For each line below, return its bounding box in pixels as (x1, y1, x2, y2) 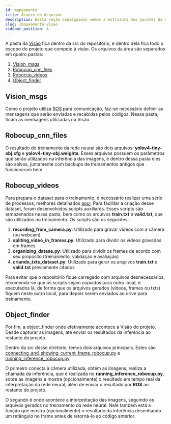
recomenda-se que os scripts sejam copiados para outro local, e (5, 279, 141, 285)
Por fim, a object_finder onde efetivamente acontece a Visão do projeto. (5, 324, 156, 330)
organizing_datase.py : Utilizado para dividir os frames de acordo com (12, 248, 161, 254)
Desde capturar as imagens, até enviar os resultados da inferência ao (5, 329, 151, 335)
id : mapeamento (5, 7, 38, 13)
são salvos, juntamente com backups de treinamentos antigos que (5, 161, 145, 167)
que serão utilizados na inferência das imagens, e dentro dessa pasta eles (5, 155, 161, 162)
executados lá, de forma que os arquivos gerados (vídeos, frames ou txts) (5, 285, 161, 291)
